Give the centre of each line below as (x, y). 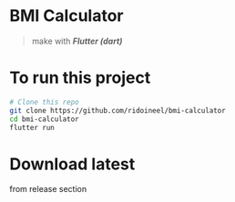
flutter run (32, 127)
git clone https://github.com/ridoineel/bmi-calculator (117, 110)
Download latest (72, 164)
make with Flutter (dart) (77, 41)
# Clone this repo (44, 102)
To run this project (80, 78)
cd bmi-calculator (44, 119)
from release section (48, 189)
